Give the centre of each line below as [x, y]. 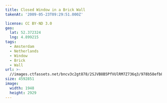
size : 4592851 [20, 79]
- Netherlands [24, 51]
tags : [11, 42]
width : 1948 [22, 88]
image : [12, 84]
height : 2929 [23, 93]
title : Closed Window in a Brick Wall [45, 10]
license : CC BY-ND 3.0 [29, 23]
